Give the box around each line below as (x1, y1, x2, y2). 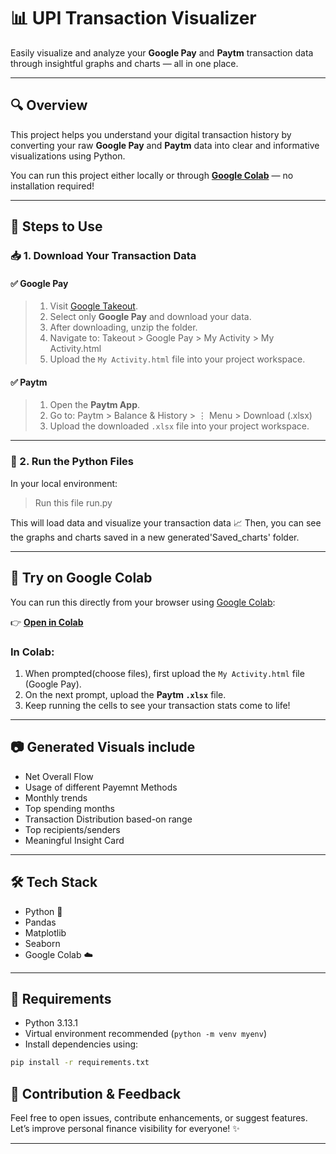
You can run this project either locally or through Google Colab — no (10, 169, 294, 181)
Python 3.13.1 (24, 1017, 78, 1029)
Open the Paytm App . (49, 399, 141, 411)
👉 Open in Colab (10, 616, 84, 628)
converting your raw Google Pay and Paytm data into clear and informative (10, 139, 320, 151)
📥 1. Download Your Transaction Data (10, 249, 197, 263)
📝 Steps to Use (10, 218, 103, 235)
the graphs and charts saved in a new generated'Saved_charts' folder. (10, 531, 300, 543)
